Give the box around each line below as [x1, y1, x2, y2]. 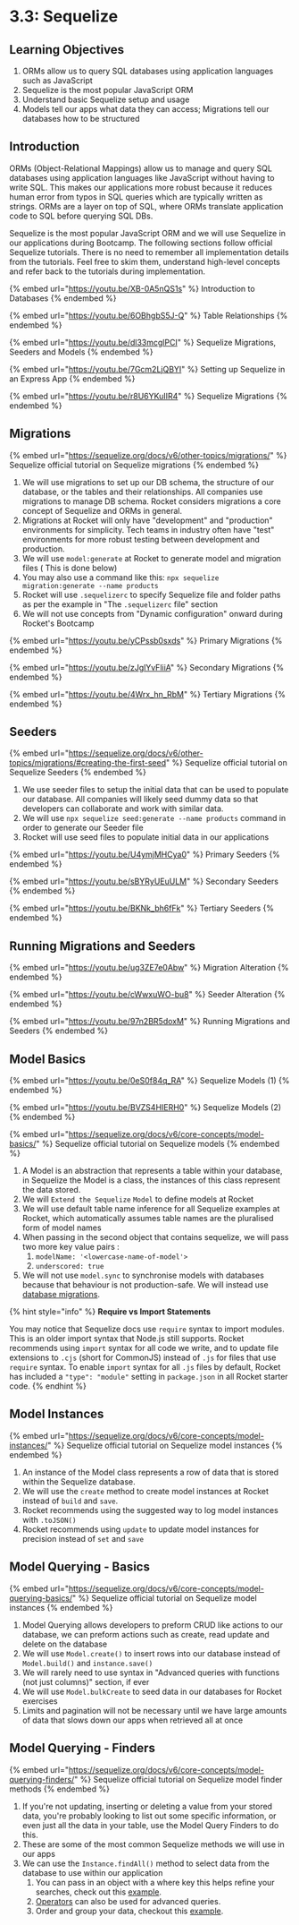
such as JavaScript [21, 75, 94, 86]
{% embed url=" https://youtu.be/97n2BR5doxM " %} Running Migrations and [9, 1016, 291, 1027]
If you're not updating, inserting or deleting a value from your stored [21, 1801, 273, 1811]
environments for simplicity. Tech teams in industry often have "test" [21, 524, 275, 535]
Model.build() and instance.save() [21, 1657, 154, 1668]
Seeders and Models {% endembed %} [9, 346, 154, 357]
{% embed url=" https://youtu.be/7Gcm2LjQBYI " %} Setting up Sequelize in [9, 364, 286, 374]
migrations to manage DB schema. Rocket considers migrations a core [21, 495, 281, 507]
